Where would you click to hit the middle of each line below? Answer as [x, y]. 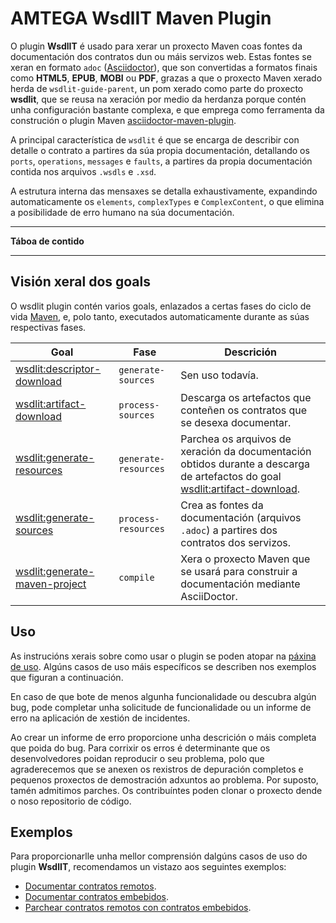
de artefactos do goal [231, 476]
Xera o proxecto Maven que [245, 559]
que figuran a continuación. [67, 677]
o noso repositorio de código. [71, 801]
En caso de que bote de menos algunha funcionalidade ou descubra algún [163, 696]
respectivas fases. [48, 327]
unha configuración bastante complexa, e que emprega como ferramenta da [167, 109]
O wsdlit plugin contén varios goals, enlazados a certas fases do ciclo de [161, 306]
